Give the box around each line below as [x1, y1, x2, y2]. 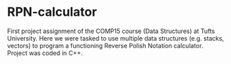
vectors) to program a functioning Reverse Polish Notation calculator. [7, 41, 203, 50]
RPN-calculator [7, 4, 97, 20]
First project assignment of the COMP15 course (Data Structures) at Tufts [7, 27, 215, 35]
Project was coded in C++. [7, 49, 83, 57]
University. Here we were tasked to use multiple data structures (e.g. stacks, [7, 34, 224, 42]
